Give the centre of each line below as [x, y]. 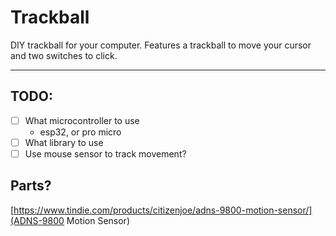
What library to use [64, 142]
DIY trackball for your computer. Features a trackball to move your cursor [161, 45]
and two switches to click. [64, 55]
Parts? [31, 186]
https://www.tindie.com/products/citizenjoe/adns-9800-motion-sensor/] [163, 210]
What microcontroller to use [82, 120]
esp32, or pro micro [80, 132]
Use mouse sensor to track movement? [105, 153]
